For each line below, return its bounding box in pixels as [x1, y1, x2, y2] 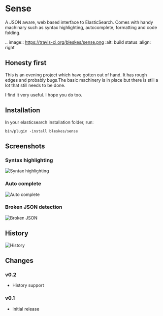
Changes [5, 256, 33, 265]
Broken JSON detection [5, 204, 63, 211]
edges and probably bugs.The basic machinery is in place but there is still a [5, 77, 159, 83]
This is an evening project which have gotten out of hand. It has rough [5, 72, 147, 78]
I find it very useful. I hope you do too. [5, 92, 83, 97]
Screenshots [5, 142, 45, 150]
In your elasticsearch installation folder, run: [5, 119, 94, 125]
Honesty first [5, 59, 47, 67]
